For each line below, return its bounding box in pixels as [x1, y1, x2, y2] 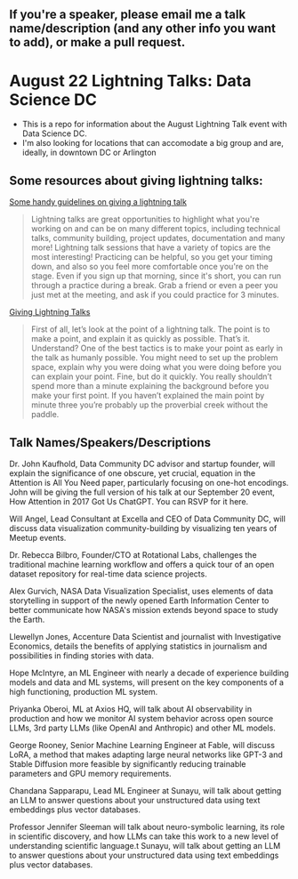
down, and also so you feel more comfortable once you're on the [30, 262, 269, 272]
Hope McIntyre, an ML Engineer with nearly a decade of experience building [9, 667, 289, 678]
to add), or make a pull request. [9, 35, 186, 50]
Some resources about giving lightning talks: [9, 173, 263, 188]
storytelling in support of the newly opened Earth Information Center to [9, 595, 270, 606]
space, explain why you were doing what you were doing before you [30, 362, 282, 373]
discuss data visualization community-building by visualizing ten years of [9, 522, 278, 533]
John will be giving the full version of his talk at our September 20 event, [9, 487, 276, 497]
